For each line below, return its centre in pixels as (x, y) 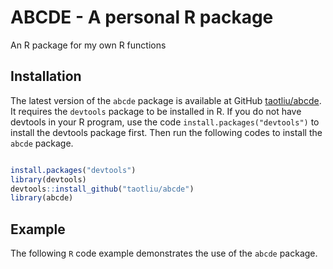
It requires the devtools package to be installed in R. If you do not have (156, 111)
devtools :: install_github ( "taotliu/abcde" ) (102, 189)
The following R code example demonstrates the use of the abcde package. (164, 253)
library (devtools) (48, 179)
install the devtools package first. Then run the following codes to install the (166, 132)
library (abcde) (42, 198)
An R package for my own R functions (88, 45)
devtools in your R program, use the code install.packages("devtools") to (165, 122)
